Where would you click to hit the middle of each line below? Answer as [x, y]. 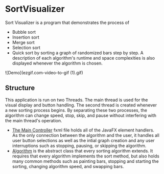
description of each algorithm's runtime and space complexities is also [83, 58]
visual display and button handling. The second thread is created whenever [81, 105]
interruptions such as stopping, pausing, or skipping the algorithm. [79, 146]
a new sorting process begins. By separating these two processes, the [76, 110]
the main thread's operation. [34, 120]
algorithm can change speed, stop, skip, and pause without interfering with [81, 115]
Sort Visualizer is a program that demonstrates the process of [67, 22]
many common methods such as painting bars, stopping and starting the [85, 161]
